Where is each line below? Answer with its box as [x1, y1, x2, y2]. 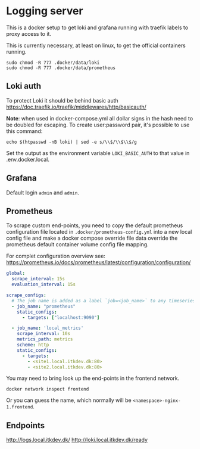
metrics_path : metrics [17, 336, 73, 342]
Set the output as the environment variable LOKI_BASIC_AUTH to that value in [6, 149, 190, 156]
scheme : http [17, 342, 49, 348]
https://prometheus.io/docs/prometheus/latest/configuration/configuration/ [6, 259, 191, 266]
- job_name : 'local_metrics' [11, 325, 84, 332]
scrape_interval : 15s [11, 276, 65, 282]
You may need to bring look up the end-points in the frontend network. [6, 374, 180, 382]
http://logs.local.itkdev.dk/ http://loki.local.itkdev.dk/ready [6, 436, 148, 444]
